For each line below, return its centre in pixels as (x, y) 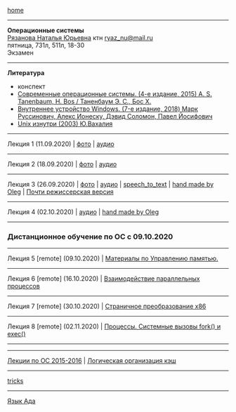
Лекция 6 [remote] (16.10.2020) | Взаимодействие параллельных (104, 279)
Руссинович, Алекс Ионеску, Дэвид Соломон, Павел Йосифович (115, 116)
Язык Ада (21, 401)
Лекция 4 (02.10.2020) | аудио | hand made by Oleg (83, 212)
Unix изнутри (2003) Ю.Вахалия (65, 124)
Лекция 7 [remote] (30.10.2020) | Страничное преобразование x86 (107, 306)
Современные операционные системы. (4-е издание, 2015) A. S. (114, 94)
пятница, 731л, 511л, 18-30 (46, 45)
